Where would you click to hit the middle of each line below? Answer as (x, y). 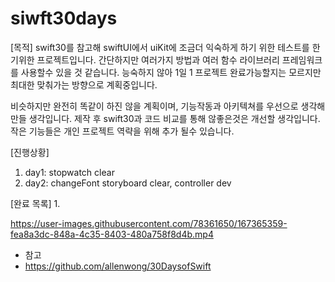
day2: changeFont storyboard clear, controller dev (128, 183)
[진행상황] (30, 152)
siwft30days (64, 18)
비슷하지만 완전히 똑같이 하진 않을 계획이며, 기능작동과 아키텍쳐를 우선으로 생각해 (168, 106)
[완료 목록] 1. (35, 203)
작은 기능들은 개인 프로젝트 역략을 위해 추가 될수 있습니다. (122, 131)
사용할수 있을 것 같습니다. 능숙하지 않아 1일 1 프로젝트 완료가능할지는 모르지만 (171, 72)
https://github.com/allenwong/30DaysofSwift (118, 266)
